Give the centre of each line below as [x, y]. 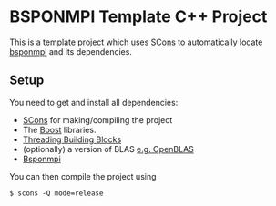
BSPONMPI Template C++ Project [138, 17]
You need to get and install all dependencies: [94, 102]
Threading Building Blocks [72, 139]
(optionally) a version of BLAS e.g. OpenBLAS [108, 149]
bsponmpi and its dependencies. [71, 51]
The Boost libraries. [59, 129]
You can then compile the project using [83, 176]
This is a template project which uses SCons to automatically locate [136, 42]
